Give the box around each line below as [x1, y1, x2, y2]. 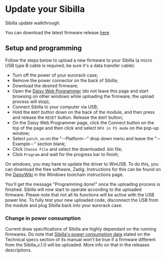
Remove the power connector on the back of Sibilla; [12, 77, 118, 83]
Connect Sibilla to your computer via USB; [12, 103, 98, 110]
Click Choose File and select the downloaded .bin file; [12, 146, 123, 152]
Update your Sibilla [5, 3, 85, 15]
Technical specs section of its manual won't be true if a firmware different [5, 237, 156, 243]
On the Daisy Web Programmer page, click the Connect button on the [12, 119, 155, 125]
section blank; [37, 141, 66, 147]
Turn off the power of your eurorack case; [12, 72, 98, 78]
